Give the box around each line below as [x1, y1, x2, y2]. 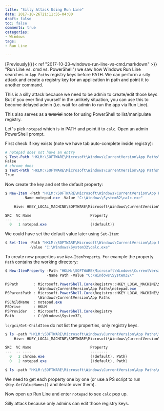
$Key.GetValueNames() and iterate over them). [5, 381, 96, 387]
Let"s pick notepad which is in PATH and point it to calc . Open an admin [5, 125, 148, 132]
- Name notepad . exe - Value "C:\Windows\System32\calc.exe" [22, 195, 143, 200]
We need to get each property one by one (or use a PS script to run [5, 376, 141, 382]
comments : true [5, 25, 36, 30]
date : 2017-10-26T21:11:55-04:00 [5, 12, 73, 17]
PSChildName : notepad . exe [5, 300, 62, 305]
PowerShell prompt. [5, 131, 45, 137]
